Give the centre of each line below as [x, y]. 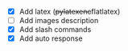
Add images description [59, 21]
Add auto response [51, 38]
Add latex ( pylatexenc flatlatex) [70, 12]
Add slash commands [55, 29]
